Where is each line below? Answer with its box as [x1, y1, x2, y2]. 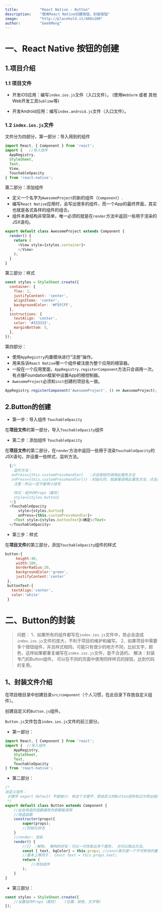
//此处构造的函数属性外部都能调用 [14, 807, 73, 813]
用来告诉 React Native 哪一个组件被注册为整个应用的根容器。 [12, 360, 132, 366]
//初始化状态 [22, 826, 45, 831]
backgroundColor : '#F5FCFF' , [14, 303, 73, 307]
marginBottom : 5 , [14, 325, 49, 330]
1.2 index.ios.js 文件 [5, 122, 54, 129]
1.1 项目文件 [5, 80, 32, 87]
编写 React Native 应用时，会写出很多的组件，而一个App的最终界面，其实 [12, 201, 157, 207]
